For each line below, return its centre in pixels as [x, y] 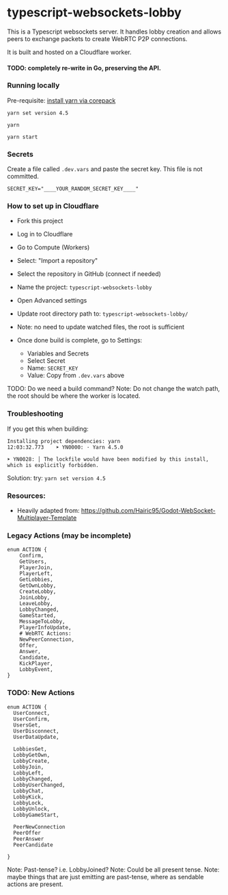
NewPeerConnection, [47, 640]
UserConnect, [32, 713]
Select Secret [46, 361]
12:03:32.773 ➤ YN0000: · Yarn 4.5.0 [66, 447]
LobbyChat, [29, 791]
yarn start [23, 137]
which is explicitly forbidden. [53, 465]
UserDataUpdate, [36, 737]
